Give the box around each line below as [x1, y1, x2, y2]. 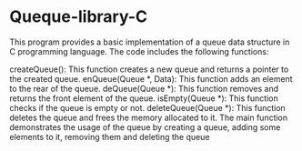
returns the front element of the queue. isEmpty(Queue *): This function [9, 93, 279, 104]
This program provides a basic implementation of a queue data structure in [9, 36, 290, 47]
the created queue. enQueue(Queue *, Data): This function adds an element [9, 73, 293, 84]
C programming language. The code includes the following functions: [9, 45, 269, 56]
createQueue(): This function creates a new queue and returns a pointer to [9, 64, 289, 75]
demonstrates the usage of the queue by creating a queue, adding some [9, 121, 281, 133]
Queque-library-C [9, 6, 148, 27]
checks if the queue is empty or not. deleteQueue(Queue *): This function [9, 102, 287, 113]
